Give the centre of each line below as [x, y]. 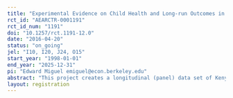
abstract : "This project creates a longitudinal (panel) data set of [110, 78]
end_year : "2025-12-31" [42, 65]
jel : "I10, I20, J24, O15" [46, 52]
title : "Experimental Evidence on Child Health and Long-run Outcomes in [116, 13]
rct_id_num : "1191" [35, 26]
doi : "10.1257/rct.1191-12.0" [51, 33]
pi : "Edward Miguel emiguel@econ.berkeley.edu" [77, 71]
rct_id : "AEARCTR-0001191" [46, 20]
